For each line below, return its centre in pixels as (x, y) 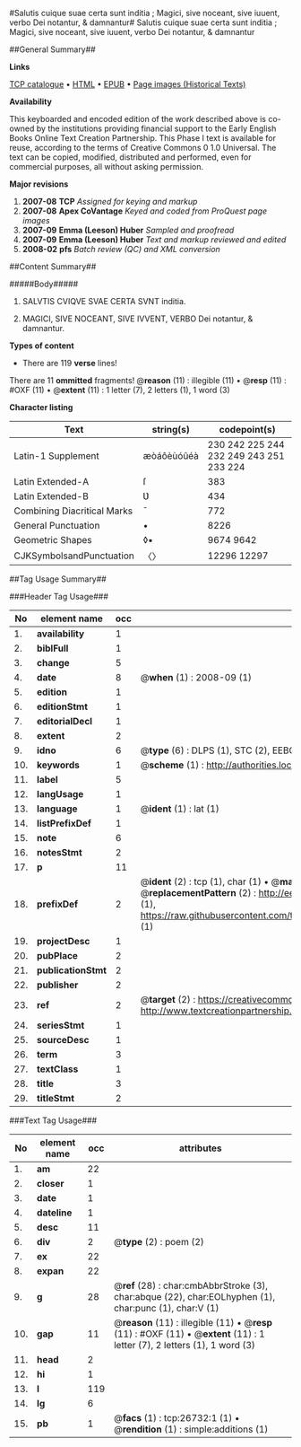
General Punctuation (57, 526)
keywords (59, 765)
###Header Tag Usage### (59, 596)
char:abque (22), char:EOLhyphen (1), (194, 1297)
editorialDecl (64, 721)
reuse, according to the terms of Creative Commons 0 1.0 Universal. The (143, 148)
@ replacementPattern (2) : (198, 893)
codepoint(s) (247, 430)
